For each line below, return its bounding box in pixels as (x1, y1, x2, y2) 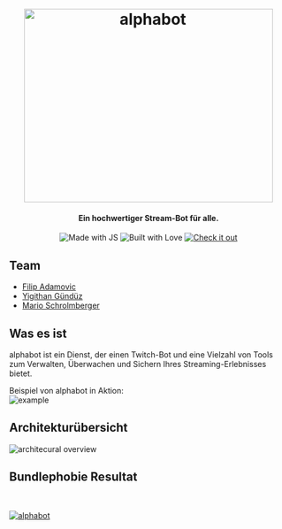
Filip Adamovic (21, 281, 77, 292)
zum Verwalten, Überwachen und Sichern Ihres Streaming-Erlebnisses (9, 359, 267, 370)
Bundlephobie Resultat (9, 470, 138, 485)
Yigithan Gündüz (21, 291, 83, 302)
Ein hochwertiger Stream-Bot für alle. (78, 212, 219, 223)
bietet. (9, 368, 33, 379)
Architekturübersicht (9, 420, 128, 435)
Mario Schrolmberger (21, 300, 100, 311)
